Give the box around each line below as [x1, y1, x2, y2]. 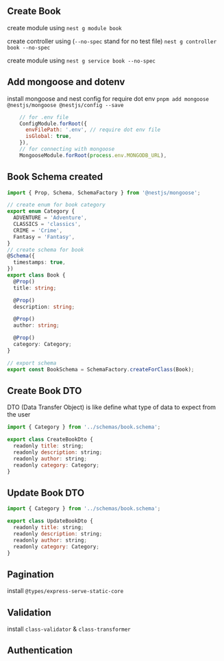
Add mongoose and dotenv [7, 76, 125, 88]
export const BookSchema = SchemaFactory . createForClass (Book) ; [7, 366, 195, 373]
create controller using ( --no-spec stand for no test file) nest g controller [7, 37, 217, 45]
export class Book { [7, 272, 66, 279]
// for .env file [19, 113, 69, 121]
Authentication [7, 645, 73, 656]
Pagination [7, 568, 55, 580]
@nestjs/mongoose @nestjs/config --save [7, 102, 125, 108]
